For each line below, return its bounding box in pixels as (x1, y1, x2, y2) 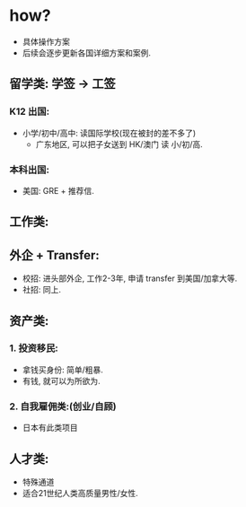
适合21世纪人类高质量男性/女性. (22, 487, 139, 498)
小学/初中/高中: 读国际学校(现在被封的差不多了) (22, 127, 197, 138)
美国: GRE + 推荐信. (22, 185, 94, 196)
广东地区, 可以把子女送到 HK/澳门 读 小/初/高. (35, 138, 204, 149)
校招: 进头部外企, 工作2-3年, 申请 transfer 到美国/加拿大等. (22, 273, 238, 284)
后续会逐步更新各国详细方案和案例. (22, 47, 151, 58)
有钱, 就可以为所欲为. (22, 375, 101, 386)
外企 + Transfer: (9, 248, 101, 263)
